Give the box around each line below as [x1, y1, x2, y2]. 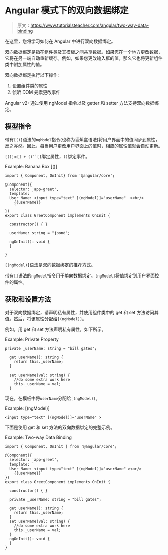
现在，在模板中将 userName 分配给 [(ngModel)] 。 [5, 395, 101, 401]
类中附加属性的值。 [5, 61, 45, 67]
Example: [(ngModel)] [5, 405, 50, 411]
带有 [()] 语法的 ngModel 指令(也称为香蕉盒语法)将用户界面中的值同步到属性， [5, 136, 160, 142]
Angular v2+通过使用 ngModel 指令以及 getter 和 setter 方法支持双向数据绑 [5, 100, 159, 106]
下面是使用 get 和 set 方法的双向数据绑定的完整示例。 [5, 424, 115, 430]
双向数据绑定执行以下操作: [5, 72, 59, 78]
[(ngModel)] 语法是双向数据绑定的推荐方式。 [5, 262, 96, 268]
